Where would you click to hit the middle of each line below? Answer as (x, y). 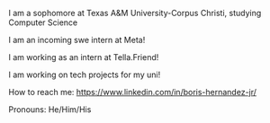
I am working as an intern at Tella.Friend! (84, 57)
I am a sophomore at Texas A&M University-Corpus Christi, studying (135, 13)
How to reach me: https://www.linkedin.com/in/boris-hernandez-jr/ (133, 92)
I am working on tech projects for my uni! (85, 75)
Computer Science (43, 22)
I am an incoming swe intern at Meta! (77, 40)
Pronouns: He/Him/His (50, 110)
